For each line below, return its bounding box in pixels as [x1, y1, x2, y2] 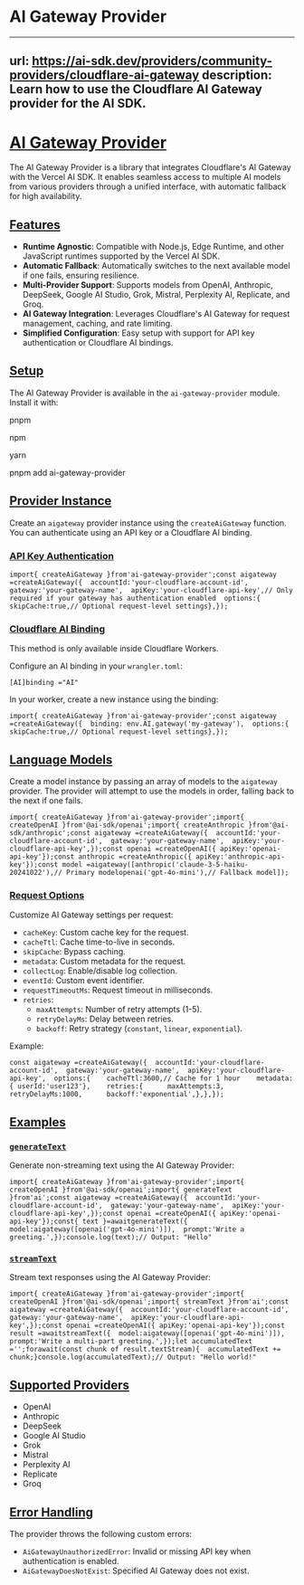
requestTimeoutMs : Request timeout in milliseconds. [22, 984, 214, 996]
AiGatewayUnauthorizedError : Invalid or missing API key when [22, 1546, 252, 1557]
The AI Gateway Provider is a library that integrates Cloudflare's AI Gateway [9, 162, 291, 173]
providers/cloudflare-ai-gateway [9, 68, 200, 83]
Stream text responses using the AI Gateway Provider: [9, 1272, 211, 1283]
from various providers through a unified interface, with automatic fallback [9, 181, 287, 192]
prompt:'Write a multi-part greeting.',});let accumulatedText [9, 1337, 253, 1346]
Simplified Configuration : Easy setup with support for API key [22, 327, 255, 338]
